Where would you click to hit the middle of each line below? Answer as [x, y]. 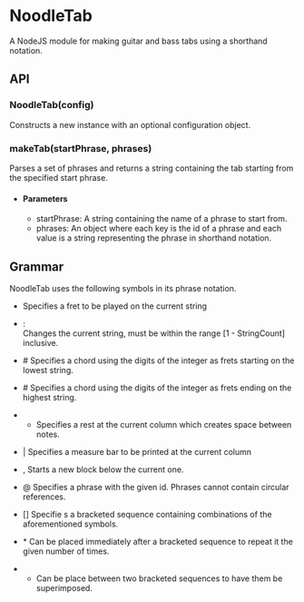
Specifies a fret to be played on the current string [114, 306]
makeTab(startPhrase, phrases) [81, 148]
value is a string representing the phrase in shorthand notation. [154, 238]
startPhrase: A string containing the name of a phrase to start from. [162, 219]
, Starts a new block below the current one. [103, 469]
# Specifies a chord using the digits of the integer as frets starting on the [158, 360]
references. [44, 497]
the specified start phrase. [59, 177]
